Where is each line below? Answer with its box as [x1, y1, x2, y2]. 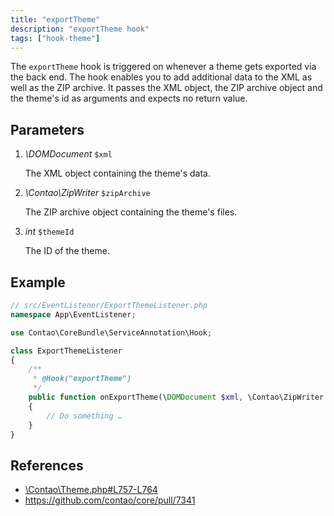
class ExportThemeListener [10, 346, 123, 356]
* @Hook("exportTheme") [32, 374, 132, 384]
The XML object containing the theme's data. [24, 167, 212, 180]
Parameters [10, 121, 85, 138]
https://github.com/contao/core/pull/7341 [24, 494, 196, 506]
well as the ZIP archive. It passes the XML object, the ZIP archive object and [10, 82, 323, 94]
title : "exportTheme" [10, 14, 101, 25]
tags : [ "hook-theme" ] [10, 33, 101, 43]
